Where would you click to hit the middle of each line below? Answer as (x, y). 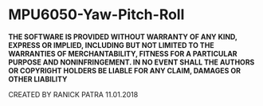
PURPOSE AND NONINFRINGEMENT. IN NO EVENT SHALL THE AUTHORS (131, 62)
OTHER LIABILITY (38, 79)
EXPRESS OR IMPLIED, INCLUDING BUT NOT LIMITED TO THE (111, 45)
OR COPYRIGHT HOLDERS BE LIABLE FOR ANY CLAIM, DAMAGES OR (125, 70)
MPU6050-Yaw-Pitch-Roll (96, 15)
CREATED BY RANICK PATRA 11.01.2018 (73, 94)
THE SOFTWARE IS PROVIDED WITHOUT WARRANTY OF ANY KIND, (123, 37)
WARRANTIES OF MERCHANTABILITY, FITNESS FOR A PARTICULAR (123, 53)
